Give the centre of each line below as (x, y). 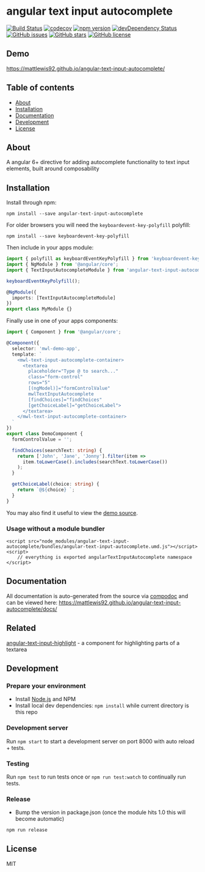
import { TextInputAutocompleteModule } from (65, 270)
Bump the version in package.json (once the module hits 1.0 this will (100, 812)
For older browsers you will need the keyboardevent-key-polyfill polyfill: (99, 225)
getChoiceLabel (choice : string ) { (56, 484)
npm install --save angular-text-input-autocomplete (75, 214)
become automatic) (40, 819)
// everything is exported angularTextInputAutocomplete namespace (105, 557)
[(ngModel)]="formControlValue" (70, 389)
